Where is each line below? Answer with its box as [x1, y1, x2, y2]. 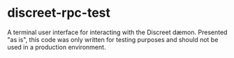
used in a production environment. [7, 43, 106, 51]
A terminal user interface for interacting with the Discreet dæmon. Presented [7, 28, 228, 36]
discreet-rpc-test [7, 5, 110, 21]
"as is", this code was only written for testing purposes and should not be [7, 35, 219, 43]
